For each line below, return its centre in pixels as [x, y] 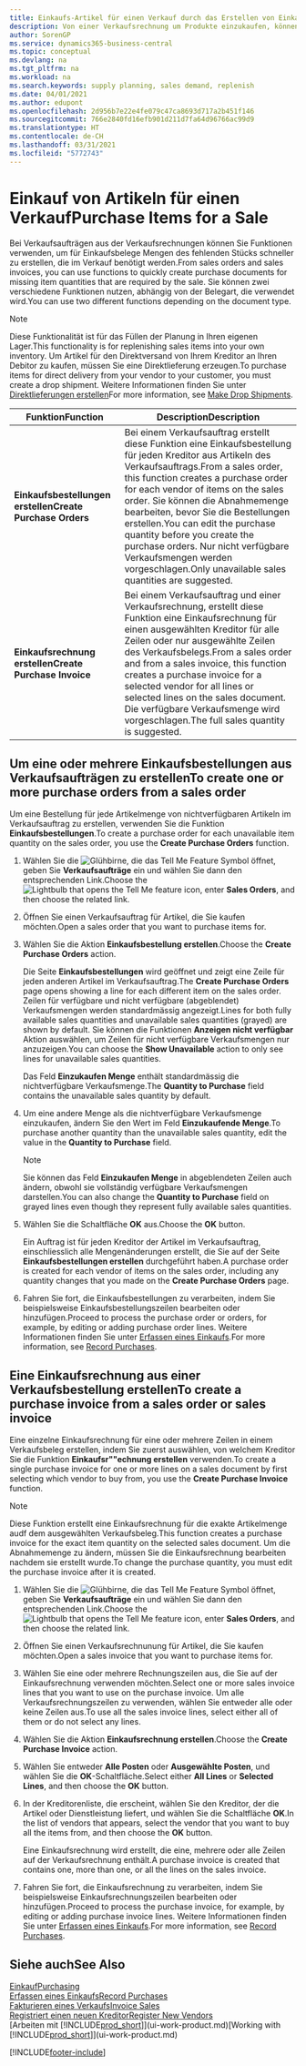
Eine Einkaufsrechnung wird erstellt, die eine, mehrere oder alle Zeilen [154, 1850]
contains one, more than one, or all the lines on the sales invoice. [144, 1870]
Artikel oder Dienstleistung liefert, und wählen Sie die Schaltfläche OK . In [158, 1814]
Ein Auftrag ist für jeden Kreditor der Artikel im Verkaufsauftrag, [142, 1242]
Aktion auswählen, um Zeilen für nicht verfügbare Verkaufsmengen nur [156, 1040]
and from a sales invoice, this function [205, 663]
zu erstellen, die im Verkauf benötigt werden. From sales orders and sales [147, 262]
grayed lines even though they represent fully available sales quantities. [157, 1206]
